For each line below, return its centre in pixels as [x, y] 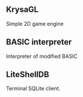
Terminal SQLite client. [33, 89]
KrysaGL [23, 10]
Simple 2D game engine [35, 23]
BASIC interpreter [39, 42]
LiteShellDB [28, 75]
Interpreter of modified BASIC [42, 56]
